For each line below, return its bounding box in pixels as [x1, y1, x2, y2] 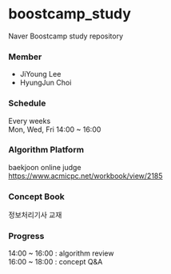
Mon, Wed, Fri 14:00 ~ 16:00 [8, 125, 101, 134]
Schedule [8, 97, 46, 109]
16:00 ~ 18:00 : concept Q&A [8, 257, 103, 267]
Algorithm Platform [8, 145, 85, 156]
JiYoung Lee [19, 69, 62, 79]
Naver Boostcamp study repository [8, 31, 124, 41]
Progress [8, 231, 45, 242]
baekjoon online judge [8, 162, 82, 172]
